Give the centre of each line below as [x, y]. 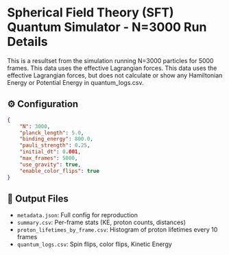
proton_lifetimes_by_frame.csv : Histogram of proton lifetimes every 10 [117, 230]
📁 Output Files [38, 198]
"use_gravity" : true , [50, 165]
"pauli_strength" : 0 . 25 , [55, 145]
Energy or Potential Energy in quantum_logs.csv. [75, 82]
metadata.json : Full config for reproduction [77, 215]
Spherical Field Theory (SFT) [91, 13]
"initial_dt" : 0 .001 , [50, 152]
